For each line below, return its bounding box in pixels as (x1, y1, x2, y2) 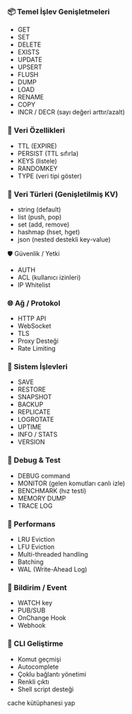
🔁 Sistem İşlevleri (7, 362, 68, 372)
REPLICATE (17, 408, 51, 416)
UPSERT (17, 63, 42, 71)
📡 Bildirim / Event (7, 583, 67, 592)
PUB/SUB (17, 606, 46, 615)
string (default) (17, 205, 61, 214)
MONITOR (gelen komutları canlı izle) (17, 479, 126, 488)
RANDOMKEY (17, 164, 58, 172)
